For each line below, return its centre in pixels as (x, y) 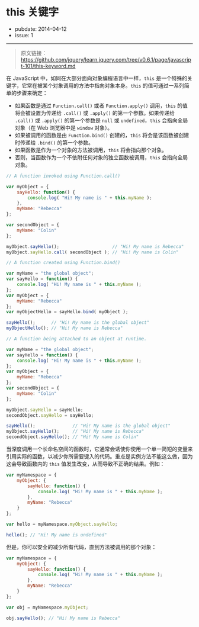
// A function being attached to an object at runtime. (76, 339)
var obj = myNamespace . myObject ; (47, 607)
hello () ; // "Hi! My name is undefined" (57, 535)
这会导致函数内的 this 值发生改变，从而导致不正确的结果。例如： (86, 464)
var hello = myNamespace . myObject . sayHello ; (62, 525)
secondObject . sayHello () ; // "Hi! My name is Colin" (73, 437)
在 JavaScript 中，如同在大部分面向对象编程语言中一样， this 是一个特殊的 (97, 78)
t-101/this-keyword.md (48, 66)
